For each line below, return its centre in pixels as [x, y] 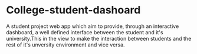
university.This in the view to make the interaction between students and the [99, 38]
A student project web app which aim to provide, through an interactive [93, 26]
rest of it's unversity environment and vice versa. [65, 45]
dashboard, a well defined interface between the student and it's [85, 32]
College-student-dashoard [73, 10]
